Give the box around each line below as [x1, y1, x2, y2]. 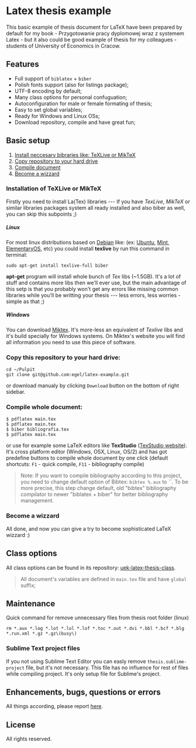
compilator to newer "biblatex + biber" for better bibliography [20, 491, 169, 498]
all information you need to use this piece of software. [6, 338, 136, 346]
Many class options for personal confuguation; [14, 93, 128, 100]
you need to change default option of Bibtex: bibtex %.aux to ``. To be [20, 478, 188, 485]
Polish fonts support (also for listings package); [14, 81, 129, 88]
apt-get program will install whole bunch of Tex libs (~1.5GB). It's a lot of [6, 273, 181, 280]
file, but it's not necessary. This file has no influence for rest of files [26, 664, 188, 671]
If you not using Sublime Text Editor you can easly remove [6, 658, 146, 665]
